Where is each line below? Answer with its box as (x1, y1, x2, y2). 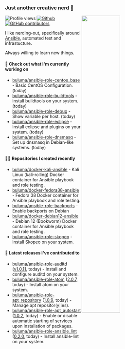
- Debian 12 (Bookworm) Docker (12, 218, 77, 224)
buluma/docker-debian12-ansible (12, 213, 79, 219)
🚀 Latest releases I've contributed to (5, 250, 80, 256)
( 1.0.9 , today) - (42, 297, 72, 303)
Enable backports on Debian (12, 208, 69, 213)
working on (5, 66, 29, 72)
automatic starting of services (12, 318, 72, 324)
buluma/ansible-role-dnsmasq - (12, 134, 76, 140)
